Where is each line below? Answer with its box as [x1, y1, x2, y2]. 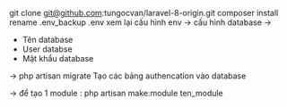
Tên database [22, 35, 74, 45]
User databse [22, 44, 74, 54]
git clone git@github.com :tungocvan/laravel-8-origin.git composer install [9, 8, 279, 18]
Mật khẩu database [22, 53, 94, 63]
